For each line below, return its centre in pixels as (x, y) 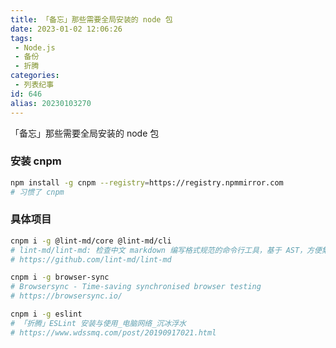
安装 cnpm (36, 161)
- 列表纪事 (34, 85)
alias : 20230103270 (51, 103)
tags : (21, 38)
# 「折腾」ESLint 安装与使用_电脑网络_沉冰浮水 (98, 323)
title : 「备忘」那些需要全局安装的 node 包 (91, 19)
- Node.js (35, 47)
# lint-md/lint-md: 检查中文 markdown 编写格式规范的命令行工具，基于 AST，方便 (166, 250)
